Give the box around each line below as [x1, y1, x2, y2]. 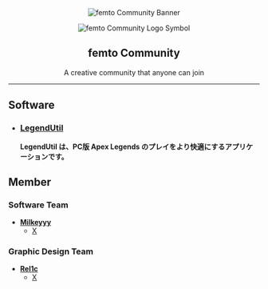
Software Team [8, 199, 69, 211]
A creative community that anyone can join [63, 67, 205, 77]
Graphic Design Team [8, 246, 94, 257]
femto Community [87, 46, 181, 60]
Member [8, 175, 52, 189]
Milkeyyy [19, 218, 52, 227]
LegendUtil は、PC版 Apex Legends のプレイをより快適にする [19, 142, 226, 151]
